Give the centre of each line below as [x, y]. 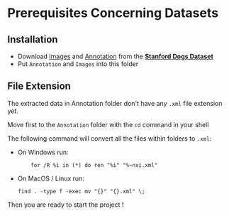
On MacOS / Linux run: [51, 178]
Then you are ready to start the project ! [66, 205]
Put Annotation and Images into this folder [78, 64]
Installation [33, 39]
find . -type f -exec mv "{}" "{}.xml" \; [81, 191]
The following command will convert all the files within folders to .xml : [110, 138]
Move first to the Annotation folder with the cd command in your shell [108, 124]
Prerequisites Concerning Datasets [113, 13]
